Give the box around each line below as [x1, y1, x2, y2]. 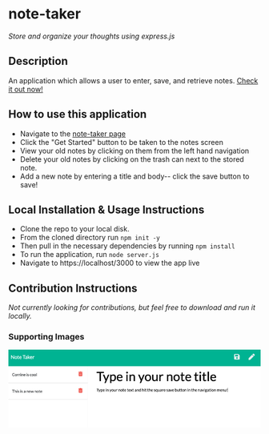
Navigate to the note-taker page [19, 129, 126, 139]
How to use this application [8, 107, 147, 121]
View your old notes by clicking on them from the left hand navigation [19, 146, 250, 155]
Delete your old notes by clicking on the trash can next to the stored [19, 154, 244, 164]
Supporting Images [8, 332, 85, 343]
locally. [8, 311, 32, 321]
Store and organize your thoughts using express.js [8, 31, 175, 41]
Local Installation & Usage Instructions [8, 203, 205, 216]
